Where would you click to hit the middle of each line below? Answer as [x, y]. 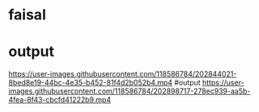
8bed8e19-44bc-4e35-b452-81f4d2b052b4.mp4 [90, 83]
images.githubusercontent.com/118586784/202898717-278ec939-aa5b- [129, 91]
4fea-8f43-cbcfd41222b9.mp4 [60, 100]
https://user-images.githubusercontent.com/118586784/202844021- [123, 74]
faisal [27, 15]
